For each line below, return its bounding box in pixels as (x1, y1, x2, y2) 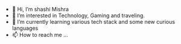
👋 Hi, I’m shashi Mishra (11, 6, 69, 12)
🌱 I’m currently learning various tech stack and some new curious (11, 18, 176, 25)
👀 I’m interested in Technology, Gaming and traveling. (11, 12, 145, 19)
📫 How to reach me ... (11, 32, 68, 38)
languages (11, 24, 39, 32)
